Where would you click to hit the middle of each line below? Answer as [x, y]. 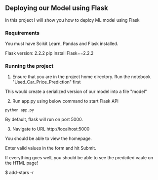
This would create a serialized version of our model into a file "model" [76, 91]
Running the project [29, 66]
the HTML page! [22, 163]
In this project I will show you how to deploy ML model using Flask [72, 20]
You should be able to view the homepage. [49, 138]
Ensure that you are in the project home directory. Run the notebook [81, 77]
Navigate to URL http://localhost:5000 [51, 129]
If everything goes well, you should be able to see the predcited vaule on [79, 158]
